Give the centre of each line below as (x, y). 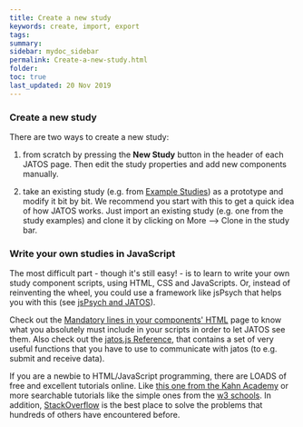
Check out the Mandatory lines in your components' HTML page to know (146, 320)
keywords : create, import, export (75, 26)
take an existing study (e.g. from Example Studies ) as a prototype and (153, 191)
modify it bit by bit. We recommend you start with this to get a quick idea (158, 201)
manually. (40, 174)
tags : (20, 35)
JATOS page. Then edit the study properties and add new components (155, 164)
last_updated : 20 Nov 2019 (60, 85)
